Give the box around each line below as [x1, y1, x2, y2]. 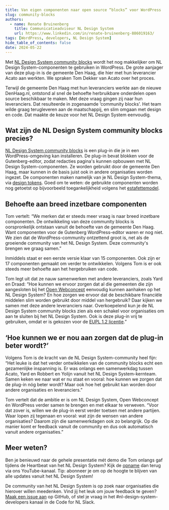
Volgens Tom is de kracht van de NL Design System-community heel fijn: [5, 355, 157, 361]
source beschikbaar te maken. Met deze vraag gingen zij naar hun [5, 96, 143, 102]
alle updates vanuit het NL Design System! [5, 473, 93, 479]
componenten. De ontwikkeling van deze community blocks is [5, 218, 135, 225]
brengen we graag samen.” [5, 246, 62, 252]
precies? [5, 134, 33, 143]
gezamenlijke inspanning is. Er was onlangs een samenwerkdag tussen [5, 365, 153, 372]
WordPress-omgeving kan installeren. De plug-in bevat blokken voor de [5, 153, 154, 159]
